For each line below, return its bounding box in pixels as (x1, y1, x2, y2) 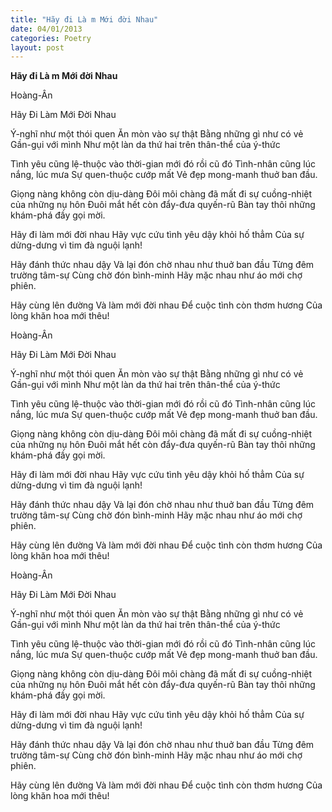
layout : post (10, 42, 65, 53)
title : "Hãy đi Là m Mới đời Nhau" (10, 14, 159, 25)
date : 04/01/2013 (10, 24, 83, 34)
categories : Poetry (10, 33, 92, 43)
